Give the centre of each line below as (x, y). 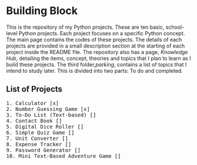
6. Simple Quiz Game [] (40, 132)
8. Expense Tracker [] (39, 144)
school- (175, 27)
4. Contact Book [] (34, 121)
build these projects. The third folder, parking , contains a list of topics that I (96, 64)
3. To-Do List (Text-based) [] (51, 115)
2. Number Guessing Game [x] (48, 109)
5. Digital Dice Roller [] (45, 127)
